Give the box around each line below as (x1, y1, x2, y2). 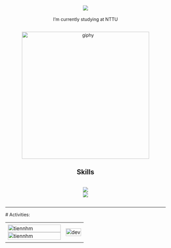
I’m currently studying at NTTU (53, 16, 118, 22)
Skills (76, 168, 95, 176)
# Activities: (5, 211, 31, 218)
